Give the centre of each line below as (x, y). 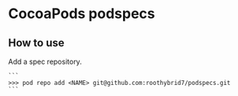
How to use (36, 43)
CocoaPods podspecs (82, 14)
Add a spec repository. (45, 61)
